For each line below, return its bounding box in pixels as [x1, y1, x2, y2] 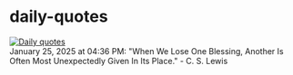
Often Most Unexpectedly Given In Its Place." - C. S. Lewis [9, 55, 228, 66]
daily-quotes [9, 6, 108, 27]
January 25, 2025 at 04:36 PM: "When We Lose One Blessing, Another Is [9, 45, 284, 56]
